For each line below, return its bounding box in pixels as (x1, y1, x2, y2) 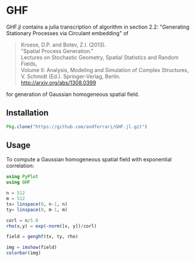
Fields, (20, 60, 37, 67)
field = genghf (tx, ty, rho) (6, 233, 78, 240)
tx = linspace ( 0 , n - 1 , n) (6, 201, 68, 207)
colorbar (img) (6, 250, 42, 256)
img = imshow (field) (6, 245, 58, 251)
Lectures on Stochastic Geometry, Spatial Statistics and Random (20, 54, 179, 61)
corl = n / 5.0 (6, 217, 39, 223)
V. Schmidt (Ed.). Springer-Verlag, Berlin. (20, 73, 121, 80)
